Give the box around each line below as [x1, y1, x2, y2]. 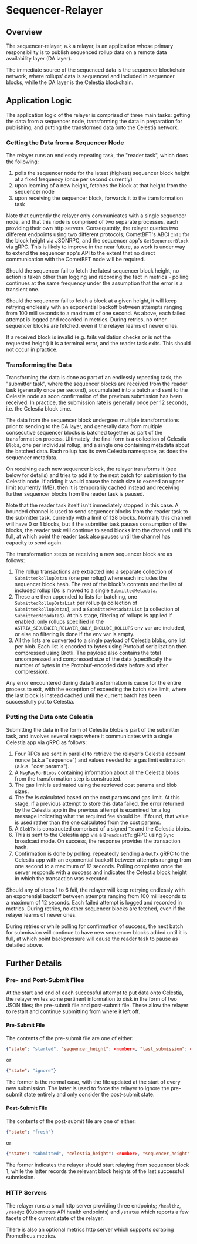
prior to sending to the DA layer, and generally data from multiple [6, 423, 162, 430]
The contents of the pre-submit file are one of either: [6, 1034, 134, 1041]
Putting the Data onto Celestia [6, 713, 94, 721]
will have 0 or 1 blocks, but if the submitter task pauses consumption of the [6, 520, 188, 527]
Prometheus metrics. [6, 1232, 57, 1239]
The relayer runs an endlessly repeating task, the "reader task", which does [6, 152, 189, 159]
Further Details [6, 959, 62, 969]
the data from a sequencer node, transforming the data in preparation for [6, 117, 183, 125]
